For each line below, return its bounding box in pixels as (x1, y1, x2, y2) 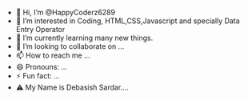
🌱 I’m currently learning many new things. (15, 33, 154, 42)
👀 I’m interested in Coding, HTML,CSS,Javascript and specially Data (15, 16, 240, 26)
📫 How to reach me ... (15, 50, 90, 60)
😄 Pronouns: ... (15, 62, 68, 71)
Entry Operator (15, 25, 66, 34)
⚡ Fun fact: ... (15, 71, 60, 80)
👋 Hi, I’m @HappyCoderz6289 (15, 8, 116, 17)
